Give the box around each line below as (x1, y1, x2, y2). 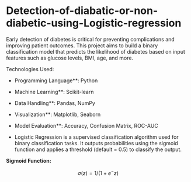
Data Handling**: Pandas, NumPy (14, 99, 95, 106)
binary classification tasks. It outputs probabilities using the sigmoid (14, 139, 178, 146)
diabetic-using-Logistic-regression (6, 16, 182, 30)
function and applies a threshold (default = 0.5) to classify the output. (14, 146, 182, 153)
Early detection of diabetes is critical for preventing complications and (6, 36, 175, 43)
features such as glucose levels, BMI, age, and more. (6, 54, 133, 61)
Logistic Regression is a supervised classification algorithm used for (14, 133, 179, 141)
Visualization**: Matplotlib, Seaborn (14, 111, 101, 118)
